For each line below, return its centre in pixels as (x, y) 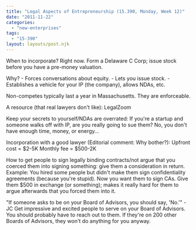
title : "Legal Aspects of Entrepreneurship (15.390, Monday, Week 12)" (95, 11)
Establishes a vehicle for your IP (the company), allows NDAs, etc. (86, 84)
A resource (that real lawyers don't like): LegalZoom (69, 107)
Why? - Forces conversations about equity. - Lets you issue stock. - (88, 78)
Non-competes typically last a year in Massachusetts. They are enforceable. (98, 96)
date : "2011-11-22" (30, 17)
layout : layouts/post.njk (38, 44)
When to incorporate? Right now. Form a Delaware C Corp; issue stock (92, 61)
